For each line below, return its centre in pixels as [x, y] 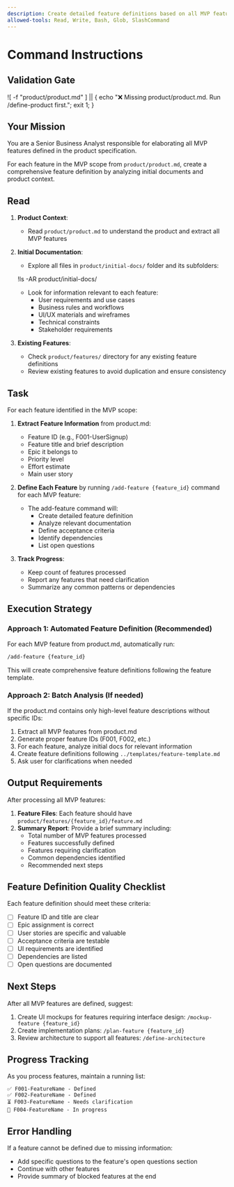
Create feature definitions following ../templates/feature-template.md [119, 753]
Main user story [50, 473]
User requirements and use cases [87, 300]
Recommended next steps [65, 865]
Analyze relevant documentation [85, 523]
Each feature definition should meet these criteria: [79, 904]
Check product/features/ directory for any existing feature [112, 356]
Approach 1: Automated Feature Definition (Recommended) [110, 629]
